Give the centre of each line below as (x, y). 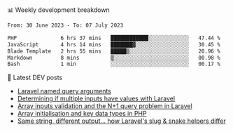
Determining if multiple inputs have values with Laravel (96, 99)
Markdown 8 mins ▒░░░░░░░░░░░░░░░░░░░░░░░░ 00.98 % (114, 58)
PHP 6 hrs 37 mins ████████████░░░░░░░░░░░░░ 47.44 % (114, 38)
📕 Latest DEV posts (35, 78)
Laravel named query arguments (64, 91)
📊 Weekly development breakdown (58, 10)
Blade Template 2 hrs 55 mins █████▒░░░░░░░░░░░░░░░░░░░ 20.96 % (114, 51)
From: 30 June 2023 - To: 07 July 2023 (65, 25)
